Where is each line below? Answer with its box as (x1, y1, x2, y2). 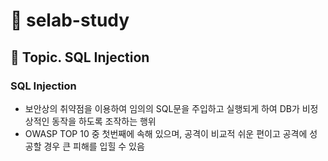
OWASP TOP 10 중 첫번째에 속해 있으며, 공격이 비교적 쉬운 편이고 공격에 (24, 127, 308, 139)
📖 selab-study (10, 9, 130, 32)
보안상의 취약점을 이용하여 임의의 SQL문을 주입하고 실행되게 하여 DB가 (24, 102, 300, 114)
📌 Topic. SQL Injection (10, 49, 150, 66)
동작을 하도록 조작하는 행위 (51, 115, 157, 127)
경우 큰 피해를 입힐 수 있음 (43, 140, 145, 152)
